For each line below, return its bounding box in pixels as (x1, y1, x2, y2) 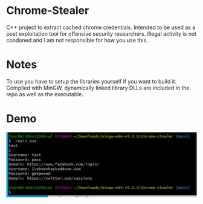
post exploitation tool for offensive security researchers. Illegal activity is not (6, 30, 197, 37)
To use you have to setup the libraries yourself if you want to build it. (6, 77, 177, 85)
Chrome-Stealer (6, 4, 89, 18)
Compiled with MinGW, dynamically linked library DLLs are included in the (6, 84, 190, 91)
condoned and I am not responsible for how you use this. (6, 36, 148, 44)
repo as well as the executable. (6, 90, 83, 97)
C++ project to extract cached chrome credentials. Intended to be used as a (6, 24, 196, 31)
